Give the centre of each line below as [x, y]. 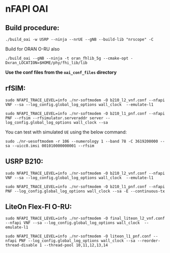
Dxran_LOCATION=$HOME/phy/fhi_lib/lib [46, 63]
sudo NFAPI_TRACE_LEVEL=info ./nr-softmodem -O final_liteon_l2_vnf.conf [85, 218]
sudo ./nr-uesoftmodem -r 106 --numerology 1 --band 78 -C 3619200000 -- [85, 141]
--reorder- [149, 241]
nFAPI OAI [27, 9]
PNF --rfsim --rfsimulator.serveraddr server [54, 118]
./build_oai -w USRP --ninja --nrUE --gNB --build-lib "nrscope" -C [79, 39]
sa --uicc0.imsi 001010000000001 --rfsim [50, 146]
